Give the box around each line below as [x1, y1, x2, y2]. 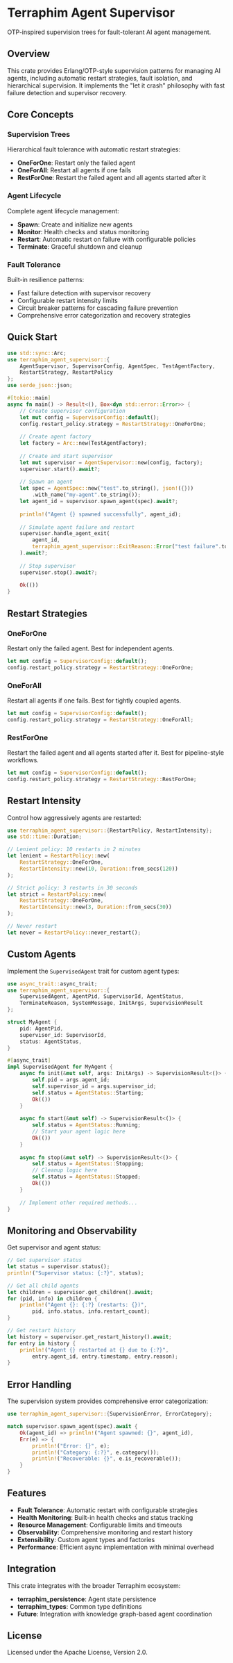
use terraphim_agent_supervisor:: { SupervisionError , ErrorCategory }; [7, 1411, 213, 1418]
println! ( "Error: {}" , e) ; [32, 1442, 110, 1450]
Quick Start [7, 331, 58, 343]
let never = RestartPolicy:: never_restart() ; [7, 929, 141, 936]
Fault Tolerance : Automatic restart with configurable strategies [17, 1506, 198, 1514]
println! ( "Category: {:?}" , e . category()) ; [32, 1449, 159, 1456]
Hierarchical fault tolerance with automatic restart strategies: [7, 145, 181, 154]
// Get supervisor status [7, 1256, 82, 1264]
